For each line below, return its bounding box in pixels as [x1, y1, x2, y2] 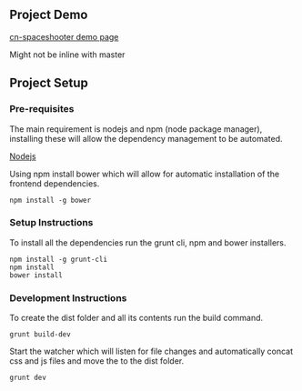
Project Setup [9, 75, 89, 91]
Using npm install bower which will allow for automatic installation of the [9, 168, 280, 179]
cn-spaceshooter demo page [9, 31, 119, 42]
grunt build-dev [9, 330, 71, 339]
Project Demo [9, 7, 88, 23]
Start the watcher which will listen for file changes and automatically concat [9, 346, 294, 357]
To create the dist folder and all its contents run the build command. [9, 313, 264, 324]
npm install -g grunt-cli [9, 255, 107, 264]
